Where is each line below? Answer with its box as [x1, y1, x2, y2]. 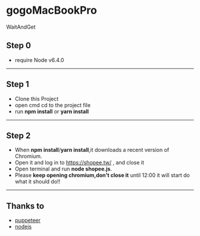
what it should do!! [14, 178, 61, 185]
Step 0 [6, 41, 32, 51]
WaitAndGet [6, 23, 36, 30]
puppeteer [14, 217, 40, 224]
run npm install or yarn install [14, 108, 89, 115]
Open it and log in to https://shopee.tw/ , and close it [14, 159, 145, 166]
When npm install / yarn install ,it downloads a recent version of [14, 147, 170, 154]
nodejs [14, 223, 32, 230]
